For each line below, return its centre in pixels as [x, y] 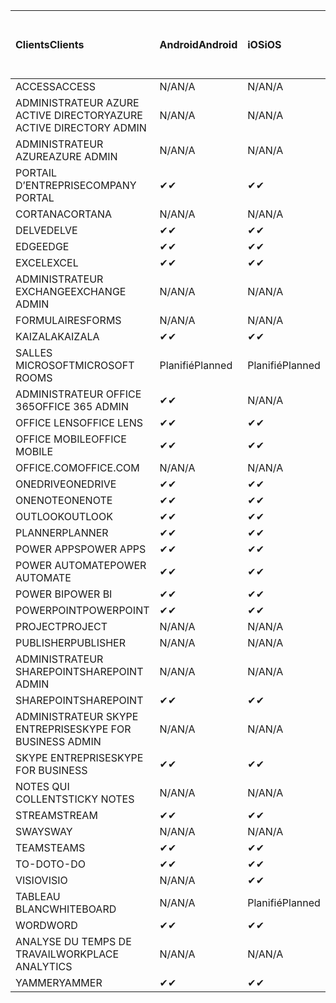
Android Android [198, 44]
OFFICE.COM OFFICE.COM [77, 467]
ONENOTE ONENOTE [64, 500]
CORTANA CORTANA [64, 214]
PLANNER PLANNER [62, 532]
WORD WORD [46, 925]
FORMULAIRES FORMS [68, 320]
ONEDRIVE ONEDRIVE [66, 484]
